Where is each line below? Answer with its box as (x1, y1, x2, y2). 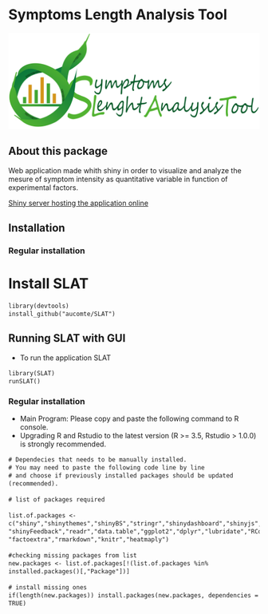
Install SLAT (8, 275, 89, 293)
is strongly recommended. (19, 439, 106, 449)
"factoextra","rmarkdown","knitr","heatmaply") (8, 536, 170, 544)
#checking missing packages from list (8, 552, 137, 560)
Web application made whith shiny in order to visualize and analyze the (8, 165, 242, 175)
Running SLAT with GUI (8, 331, 126, 345)
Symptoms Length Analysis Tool (8, 6, 227, 24)
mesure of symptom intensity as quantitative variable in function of (8, 174, 229, 184)
